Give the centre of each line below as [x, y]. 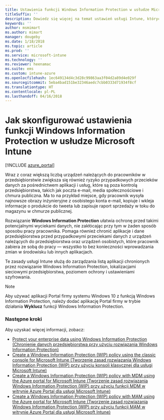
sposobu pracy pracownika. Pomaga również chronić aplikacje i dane [75, 231]
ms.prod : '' [17, 50]
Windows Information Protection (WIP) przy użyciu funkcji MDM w [79, 386]
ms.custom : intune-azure [30, 74]
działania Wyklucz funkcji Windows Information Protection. [65, 306]
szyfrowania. [18, 277]
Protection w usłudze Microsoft [70, 141]
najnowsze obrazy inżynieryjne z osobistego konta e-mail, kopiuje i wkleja [80, 201]
